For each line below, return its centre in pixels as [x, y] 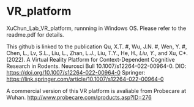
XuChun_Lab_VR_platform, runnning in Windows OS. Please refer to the [96, 28]
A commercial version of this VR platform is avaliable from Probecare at [96, 90]
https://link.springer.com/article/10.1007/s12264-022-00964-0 [85, 79]
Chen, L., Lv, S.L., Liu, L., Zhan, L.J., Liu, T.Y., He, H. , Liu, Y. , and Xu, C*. [97, 53]
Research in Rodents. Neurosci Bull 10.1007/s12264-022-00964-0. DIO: [96, 66]
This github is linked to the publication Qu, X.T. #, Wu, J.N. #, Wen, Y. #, [97, 46]
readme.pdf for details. [35, 34]
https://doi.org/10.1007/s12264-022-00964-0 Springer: [76, 72]
